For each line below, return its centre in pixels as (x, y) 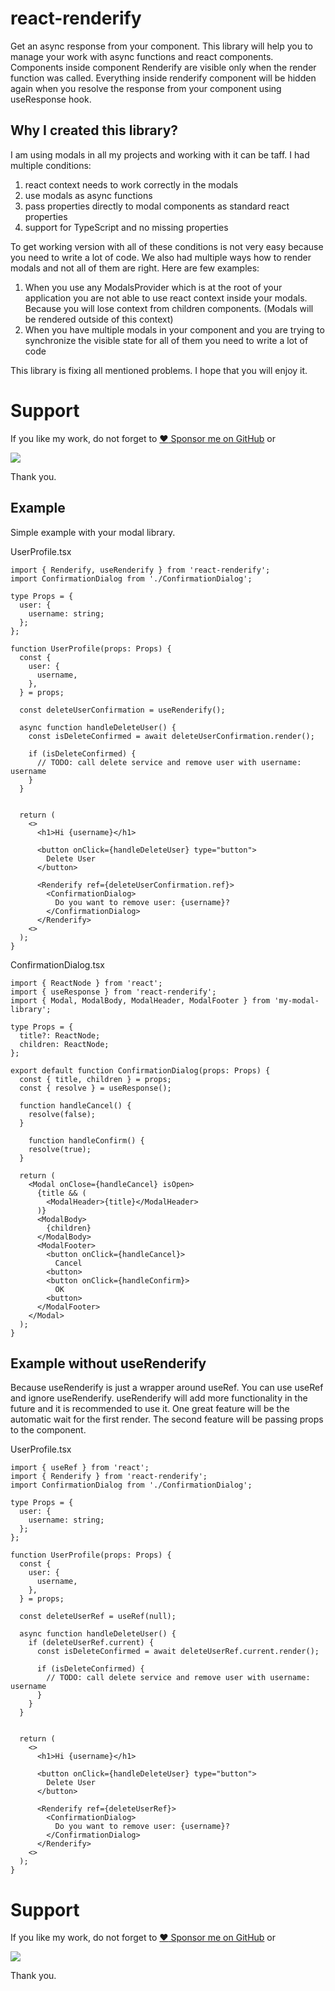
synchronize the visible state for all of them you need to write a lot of (166, 340)
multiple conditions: (51, 165)
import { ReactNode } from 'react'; (86, 983)
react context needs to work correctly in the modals (131, 184)
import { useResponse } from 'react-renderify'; (113, 992)
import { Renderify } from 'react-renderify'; (109, 1477)
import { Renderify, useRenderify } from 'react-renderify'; (140, 570)
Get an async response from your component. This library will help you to (161, 46)
